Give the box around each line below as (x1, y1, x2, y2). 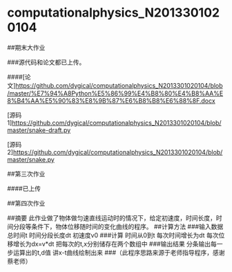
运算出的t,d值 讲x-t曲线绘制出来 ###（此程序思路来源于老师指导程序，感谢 (12, 248, 226, 257)
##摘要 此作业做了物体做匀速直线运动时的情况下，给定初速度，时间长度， (7, 213, 216, 222)
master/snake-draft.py (7, 126, 71, 134)
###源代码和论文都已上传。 (7, 57, 86, 66)
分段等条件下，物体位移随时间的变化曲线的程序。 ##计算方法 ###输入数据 (12, 222, 224, 230)
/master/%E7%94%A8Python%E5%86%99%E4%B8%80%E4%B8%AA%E (7, 89, 224, 98)
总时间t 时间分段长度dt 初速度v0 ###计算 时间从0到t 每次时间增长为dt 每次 (7, 230, 219, 239)
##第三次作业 (7, 170, 46, 178)
